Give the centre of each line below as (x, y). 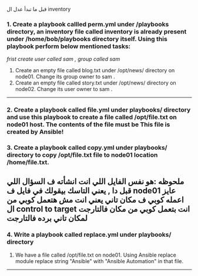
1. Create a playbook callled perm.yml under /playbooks (88, 24)
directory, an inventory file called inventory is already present (97, 31)
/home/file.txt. (28, 163)
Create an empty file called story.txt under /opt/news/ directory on (96, 83)
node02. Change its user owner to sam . (64, 89)
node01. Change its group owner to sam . (65, 77)
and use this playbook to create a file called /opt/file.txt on (92, 117)
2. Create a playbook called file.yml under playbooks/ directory (99, 110)
